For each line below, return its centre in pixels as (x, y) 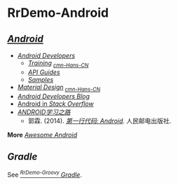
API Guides (44, 72)
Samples (41, 79)
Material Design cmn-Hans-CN (59, 88)
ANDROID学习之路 (44, 112)
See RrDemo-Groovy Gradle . (45, 174)
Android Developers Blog (53, 96)
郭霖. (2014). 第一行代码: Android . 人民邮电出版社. (100, 121)
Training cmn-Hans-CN (58, 64)
